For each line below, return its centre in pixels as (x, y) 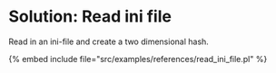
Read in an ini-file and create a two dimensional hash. (109, 41)
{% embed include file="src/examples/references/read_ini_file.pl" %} (138, 59)
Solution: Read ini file (90, 17)
